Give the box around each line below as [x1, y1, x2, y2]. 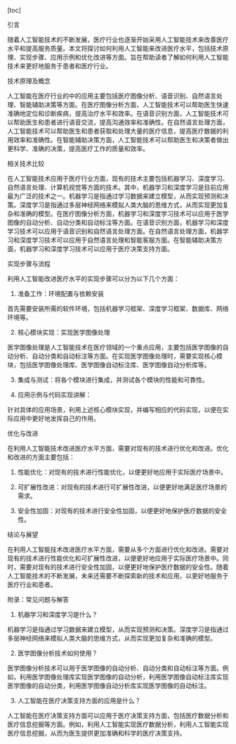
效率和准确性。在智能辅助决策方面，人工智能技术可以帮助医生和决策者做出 [13, 136, 229, 143]
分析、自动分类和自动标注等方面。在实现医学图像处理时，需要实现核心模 [13, 352, 223, 360]
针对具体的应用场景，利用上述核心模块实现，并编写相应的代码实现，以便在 [7, 406, 223, 413]
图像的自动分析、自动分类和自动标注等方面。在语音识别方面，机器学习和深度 [7, 218, 229, 226]
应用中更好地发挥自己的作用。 [13, 414, 100, 423]
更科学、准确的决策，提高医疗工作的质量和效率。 [7, 144, 149, 153]
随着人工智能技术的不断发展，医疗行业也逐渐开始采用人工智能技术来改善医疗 [7, 35, 229, 44]
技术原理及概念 [7, 77, 51, 85]
